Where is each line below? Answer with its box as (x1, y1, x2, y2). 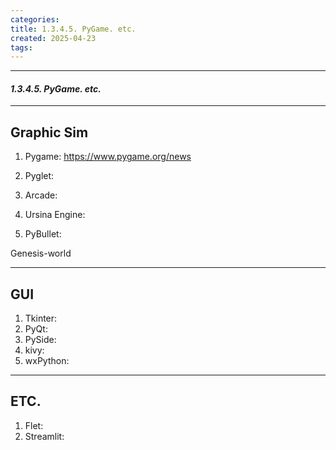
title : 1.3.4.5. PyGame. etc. (10, 24, 137, 34)
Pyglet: (24, 170, 55, 182)
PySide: (24, 334, 57, 346)
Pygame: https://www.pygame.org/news (24, 151, 192, 163)
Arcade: (24, 189, 58, 201)
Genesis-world (10, 247, 72, 260)
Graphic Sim (10, 124, 89, 141)
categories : (10, 14, 60, 25)
